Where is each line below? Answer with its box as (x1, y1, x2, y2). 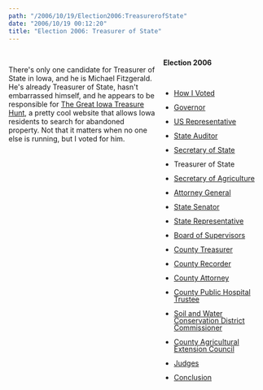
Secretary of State (173, 145, 235, 155)
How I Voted (173, 89, 216, 98)
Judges (173, 358, 199, 368)
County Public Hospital (173, 288, 251, 297)
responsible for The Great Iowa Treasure (8, 99, 145, 110)
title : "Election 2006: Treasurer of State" (8, 27, 162, 35)
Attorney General (173, 188, 231, 197)
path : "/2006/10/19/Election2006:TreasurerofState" (8, 11, 187, 20)
